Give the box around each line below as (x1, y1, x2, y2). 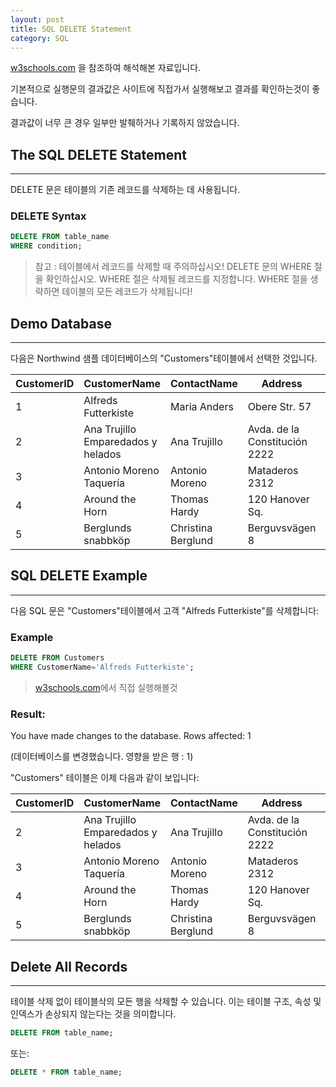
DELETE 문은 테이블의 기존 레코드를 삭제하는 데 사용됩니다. (10, 184, 241, 196)
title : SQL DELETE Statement (10, 24, 132, 34)
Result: (10, 707, 46, 721)
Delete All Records (10, 958, 128, 975)
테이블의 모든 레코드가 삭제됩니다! (61, 286, 193, 298)
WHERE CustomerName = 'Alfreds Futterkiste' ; (10, 662, 195, 673)
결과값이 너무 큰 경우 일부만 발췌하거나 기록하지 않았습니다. (10, 117, 240, 129)
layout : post (10, 14, 65, 25)
